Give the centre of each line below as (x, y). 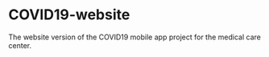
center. (20, 45)
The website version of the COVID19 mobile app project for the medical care (135, 37)
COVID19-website (69, 15)
